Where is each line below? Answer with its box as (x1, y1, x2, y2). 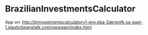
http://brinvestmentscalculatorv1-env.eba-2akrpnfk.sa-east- (21, 19, 143, 25)
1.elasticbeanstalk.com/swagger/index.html (5, 24, 92, 30)
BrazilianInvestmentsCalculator (5, 3, 136, 14)
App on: (5, 19, 21, 25)
